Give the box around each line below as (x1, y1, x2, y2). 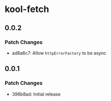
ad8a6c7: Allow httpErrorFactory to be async (11, 50, 106, 56)
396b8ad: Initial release (11, 91, 61, 97)
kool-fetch (4, 4, 49, 15)
